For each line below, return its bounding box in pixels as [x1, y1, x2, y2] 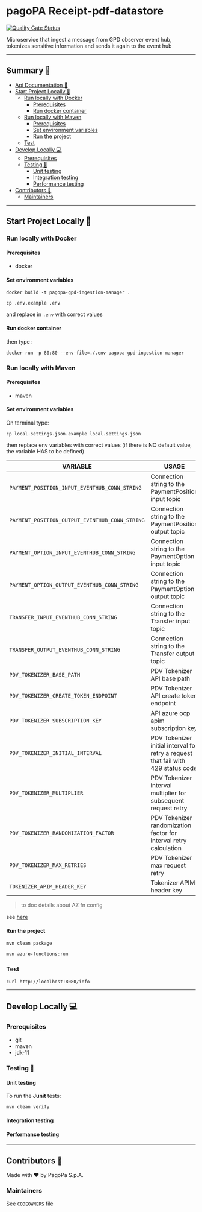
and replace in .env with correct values [6, 311, 103, 318]
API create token [150, 692, 197, 700]
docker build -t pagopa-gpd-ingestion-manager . [6, 289, 130, 296]
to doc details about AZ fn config [20, 901, 103, 909]
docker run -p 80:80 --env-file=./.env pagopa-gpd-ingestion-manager [6, 350, 185, 356]
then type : [6, 338, 33, 345]
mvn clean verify [6, 1104, 50, 1110]
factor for [150, 829, 177, 837]
